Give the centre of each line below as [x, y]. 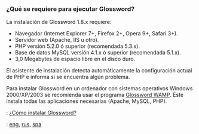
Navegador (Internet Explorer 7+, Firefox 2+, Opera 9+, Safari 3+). [96, 33]
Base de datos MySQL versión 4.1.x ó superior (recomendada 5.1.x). [98, 53]
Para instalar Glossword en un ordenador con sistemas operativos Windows [99, 89]
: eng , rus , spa [24, 124]
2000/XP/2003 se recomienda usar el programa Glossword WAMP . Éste [95, 95]
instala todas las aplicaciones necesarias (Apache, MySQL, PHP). [87, 101]
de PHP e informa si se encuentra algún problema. [68, 77]
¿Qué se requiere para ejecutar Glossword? [71, 9]
